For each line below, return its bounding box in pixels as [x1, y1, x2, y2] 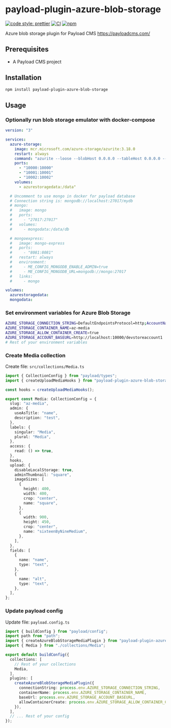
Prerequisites [5, 45, 49, 54]
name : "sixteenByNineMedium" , [23, 529, 88, 534]
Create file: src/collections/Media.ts [5, 363, 84, 369]
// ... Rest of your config [10, 714, 70, 719]
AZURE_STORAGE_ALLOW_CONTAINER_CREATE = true [5, 330, 99, 336]
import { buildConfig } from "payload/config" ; [5, 629, 108, 634]
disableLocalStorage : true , [14, 467, 74, 472]
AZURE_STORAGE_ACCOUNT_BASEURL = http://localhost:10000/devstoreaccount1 [5, 335, 163, 340]
